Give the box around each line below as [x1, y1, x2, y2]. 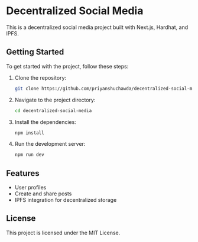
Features [6, 168, 40, 178]
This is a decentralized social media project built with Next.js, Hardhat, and [6, 24, 188, 31]
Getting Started [6, 47, 64, 57]
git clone [14, 86, 40, 91]
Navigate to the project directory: [14, 96, 96, 103]
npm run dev [14, 152, 44, 158]
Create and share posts [14, 190, 72, 197]
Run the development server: [14, 140, 86, 148]
